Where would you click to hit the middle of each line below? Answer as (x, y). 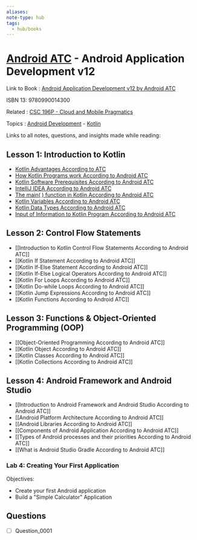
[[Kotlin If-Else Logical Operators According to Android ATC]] (91, 273)
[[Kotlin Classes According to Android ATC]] (70, 355)
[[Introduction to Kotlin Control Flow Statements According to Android (102, 248)
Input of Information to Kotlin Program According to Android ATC (95, 214)
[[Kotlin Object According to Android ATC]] (68, 348)
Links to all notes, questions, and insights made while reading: (84, 135)
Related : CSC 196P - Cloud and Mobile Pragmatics (70, 112)
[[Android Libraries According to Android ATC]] (74, 424)
